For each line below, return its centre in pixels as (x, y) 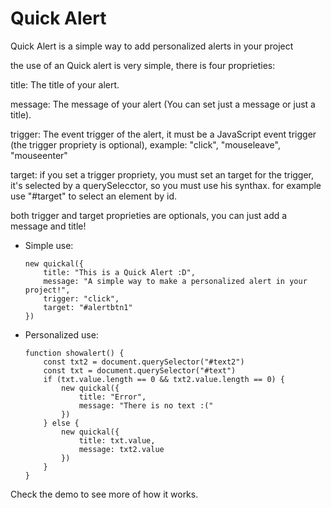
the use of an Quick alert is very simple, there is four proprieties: (143, 65)
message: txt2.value (121, 449)
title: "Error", (112, 397)
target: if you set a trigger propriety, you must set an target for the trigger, (162, 174)
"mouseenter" (39, 155)
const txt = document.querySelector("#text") (140, 370)
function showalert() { (74, 353)
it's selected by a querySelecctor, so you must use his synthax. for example (166, 185)
